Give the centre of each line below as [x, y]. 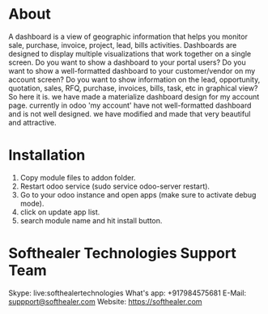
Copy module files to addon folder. [78, 177]
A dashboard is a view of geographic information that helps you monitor [128, 36]
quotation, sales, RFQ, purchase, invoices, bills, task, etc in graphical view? [133, 88]
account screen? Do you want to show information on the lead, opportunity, [134, 79]
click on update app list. [60, 212]
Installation [47, 155]
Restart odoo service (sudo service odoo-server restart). [115, 186]
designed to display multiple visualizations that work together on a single [130, 53]
